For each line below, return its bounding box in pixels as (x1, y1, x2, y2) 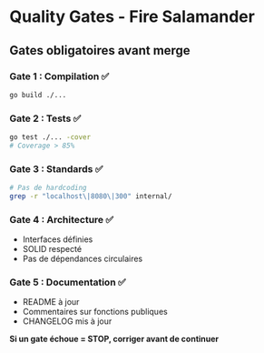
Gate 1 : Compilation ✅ (9, 70, 110, 83)
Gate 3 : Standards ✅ (9, 162, 103, 175)
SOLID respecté (22, 244, 83, 255)
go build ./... (9, 90, 67, 99)
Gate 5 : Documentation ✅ (9, 276, 127, 288)
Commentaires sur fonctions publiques (22, 307, 168, 318)
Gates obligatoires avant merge (9, 43, 191, 58)
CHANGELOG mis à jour (22, 316, 112, 327)
